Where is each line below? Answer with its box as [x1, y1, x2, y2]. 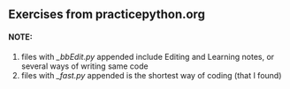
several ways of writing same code [20, 61, 149, 71]
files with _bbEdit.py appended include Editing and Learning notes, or [20, 51, 275, 62]
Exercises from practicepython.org [8, 7, 205, 22]
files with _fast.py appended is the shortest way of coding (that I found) [20, 70, 282, 80]
